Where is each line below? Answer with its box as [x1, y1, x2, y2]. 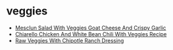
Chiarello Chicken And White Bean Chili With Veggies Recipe [15, 30, 167, 37]
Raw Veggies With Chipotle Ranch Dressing [15, 37, 124, 44]
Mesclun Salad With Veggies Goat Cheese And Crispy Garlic [15, 24, 166, 31]
